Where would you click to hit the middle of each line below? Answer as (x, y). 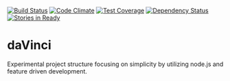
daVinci (29, 45)
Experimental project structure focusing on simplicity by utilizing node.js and (115, 64)
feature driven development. (47, 71)
